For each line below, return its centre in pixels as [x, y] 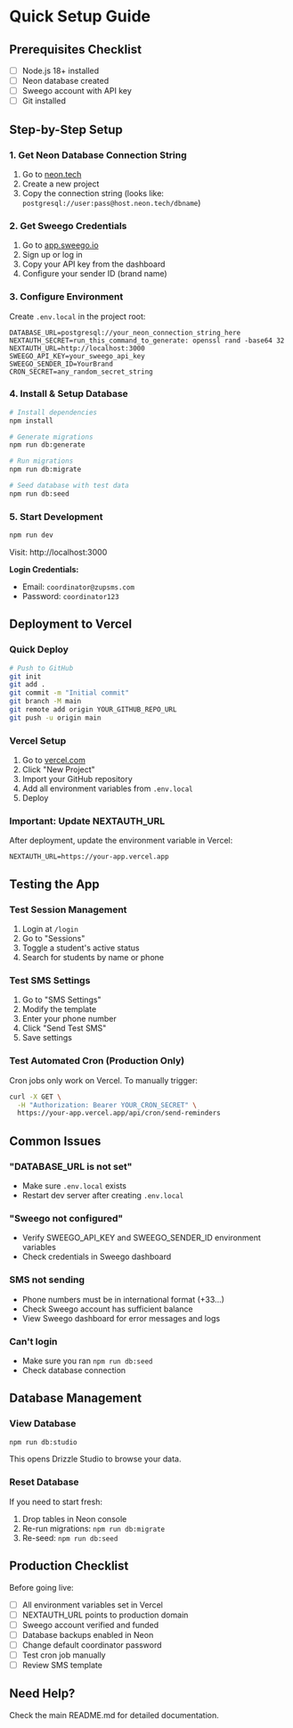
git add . [28, 685]
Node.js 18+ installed [61, 70]
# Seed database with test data [69, 486]
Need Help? [42, 1694]
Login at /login [50, 929]
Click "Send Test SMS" [64, 1028]
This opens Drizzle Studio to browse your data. [95, 1459]
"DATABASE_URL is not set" [71, 1166]
